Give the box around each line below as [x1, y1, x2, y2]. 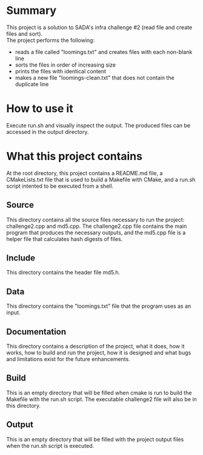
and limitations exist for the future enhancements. [6, 356, 130, 363]
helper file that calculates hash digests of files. [6, 235, 123, 242]
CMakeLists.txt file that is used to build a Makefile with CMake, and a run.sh [6, 176, 196, 183]
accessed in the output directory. [6, 128, 89, 135]
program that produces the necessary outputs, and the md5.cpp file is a [6, 228, 186, 236]
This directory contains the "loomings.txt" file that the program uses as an [6, 302, 191, 310]
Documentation [6, 327, 67, 337]
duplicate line [15, 80, 49, 88]
